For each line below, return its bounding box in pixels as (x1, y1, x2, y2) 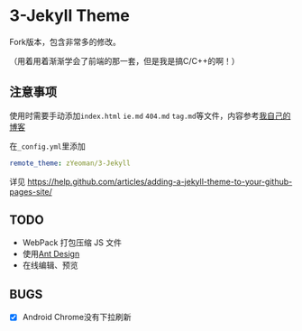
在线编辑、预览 (22, 260, 78, 271)
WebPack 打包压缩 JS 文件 (22, 237, 122, 248)
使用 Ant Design (22, 249, 80, 260)
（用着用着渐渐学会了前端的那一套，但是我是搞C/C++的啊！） (9, 55, 241, 66)
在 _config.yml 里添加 (9, 141, 86, 152)
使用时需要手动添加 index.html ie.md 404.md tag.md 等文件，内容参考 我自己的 (9, 110, 291, 121)
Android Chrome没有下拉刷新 (22, 312, 132, 323)
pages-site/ (9, 186, 52, 197)
